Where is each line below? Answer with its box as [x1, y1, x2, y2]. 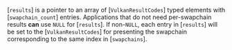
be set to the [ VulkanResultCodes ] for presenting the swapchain [7, 27, 188, 36]
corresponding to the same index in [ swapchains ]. [7, 35, 148, 43]
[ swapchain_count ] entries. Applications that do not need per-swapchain [7, 13, 212, 21]
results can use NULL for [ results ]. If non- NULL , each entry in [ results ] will [7, 21, 218, 28]
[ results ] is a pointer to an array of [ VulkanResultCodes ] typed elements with [7, 6, 226, 14]
